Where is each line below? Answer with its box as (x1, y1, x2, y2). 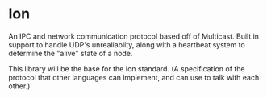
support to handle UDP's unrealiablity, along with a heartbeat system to (8, 39, 246, 49)
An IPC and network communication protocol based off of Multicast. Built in (8, 31, 260, 41)
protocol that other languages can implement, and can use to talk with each (8, 72, 260, 82)
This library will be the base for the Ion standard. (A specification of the (8, 63, 245, 73)
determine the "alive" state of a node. (8, 48, 133, 58)
